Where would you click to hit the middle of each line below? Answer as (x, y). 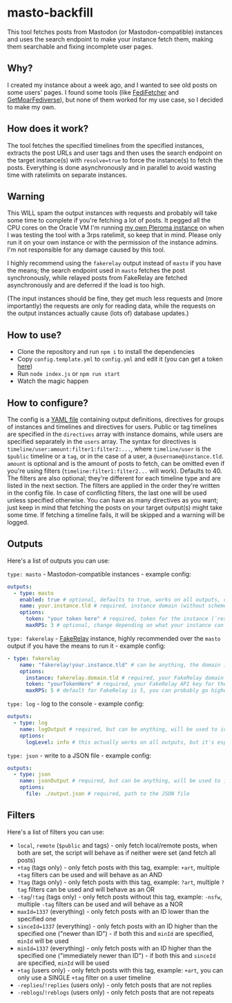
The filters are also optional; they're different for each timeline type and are (114, 478)
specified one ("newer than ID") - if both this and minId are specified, (115, 933)
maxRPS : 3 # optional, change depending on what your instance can (125, 626)
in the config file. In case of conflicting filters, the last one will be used (107, 493)
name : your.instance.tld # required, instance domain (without (113, 606)
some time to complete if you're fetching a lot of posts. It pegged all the (109, 221)
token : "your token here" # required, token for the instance (117, 619)
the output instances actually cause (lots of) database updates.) (98, 313)
